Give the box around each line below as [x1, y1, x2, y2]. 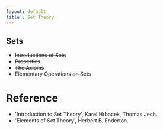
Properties [14, 58, 40, 65]
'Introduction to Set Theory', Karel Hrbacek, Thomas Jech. [14, 110, 158, 118]
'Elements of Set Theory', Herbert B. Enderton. [14, 117, 129, 124]
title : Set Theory [6, 14, 55, 20]
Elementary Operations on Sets [14, 70, 91, 77]
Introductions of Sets [14, 51, 66, 59]
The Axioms [14, 64, 44, 71]
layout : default [6, 8, 46, 15]
